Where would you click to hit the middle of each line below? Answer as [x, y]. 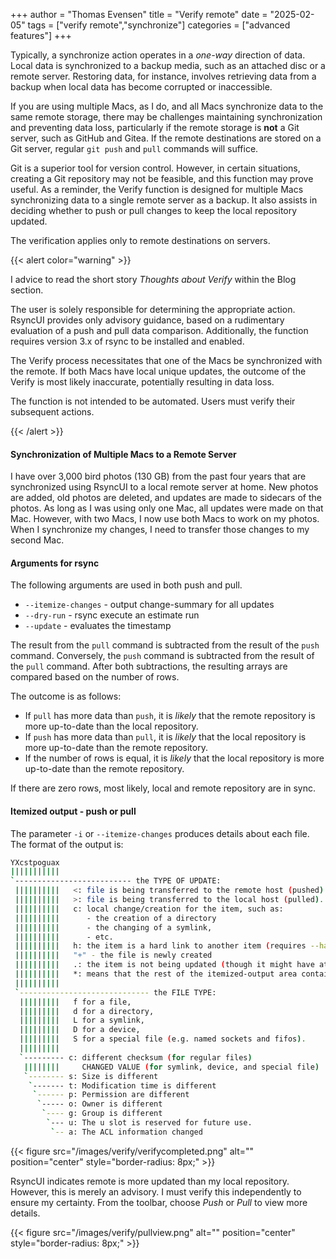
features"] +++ [41, 35]
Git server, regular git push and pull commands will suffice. [134, 148]
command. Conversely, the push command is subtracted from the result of [162, 656]
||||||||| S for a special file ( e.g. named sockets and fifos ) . [163, 1039]
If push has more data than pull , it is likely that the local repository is [165, 737]
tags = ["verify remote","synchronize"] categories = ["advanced [159, 25]
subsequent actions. [52, 412]
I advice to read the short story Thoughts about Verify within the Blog [153, 279]
